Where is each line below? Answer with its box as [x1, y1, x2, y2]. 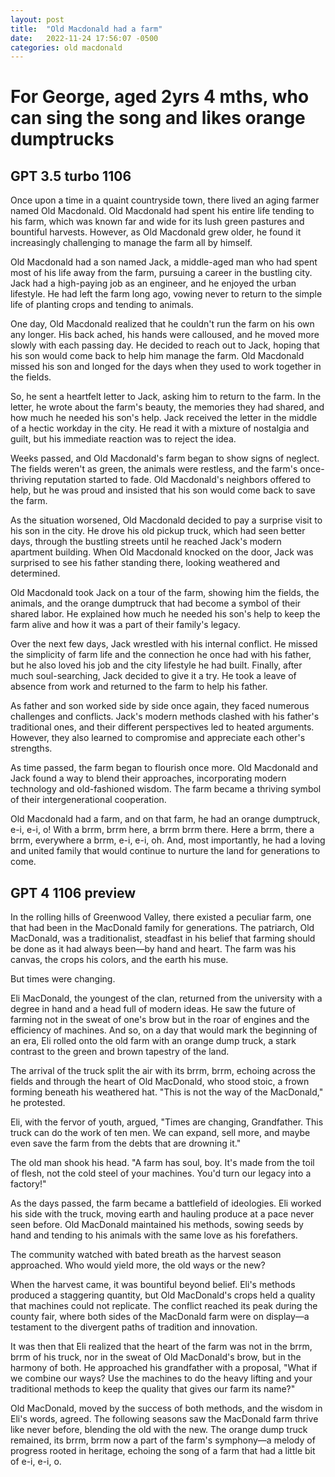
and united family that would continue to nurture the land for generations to [10, 845, 321, 857]
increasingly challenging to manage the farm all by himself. [10, 237, 253, 249]
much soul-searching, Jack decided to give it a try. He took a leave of [10, 670, 297, 682]
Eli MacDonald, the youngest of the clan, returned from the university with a [10, 992, 323, 1005]
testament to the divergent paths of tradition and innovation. [10, 1321, 258, 1333]
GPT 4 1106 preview [10, 884, 137, 901]
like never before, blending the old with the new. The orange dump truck [10, 1424, 308, 1436]
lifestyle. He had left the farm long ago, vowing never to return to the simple [10, 288, 323, 300]
